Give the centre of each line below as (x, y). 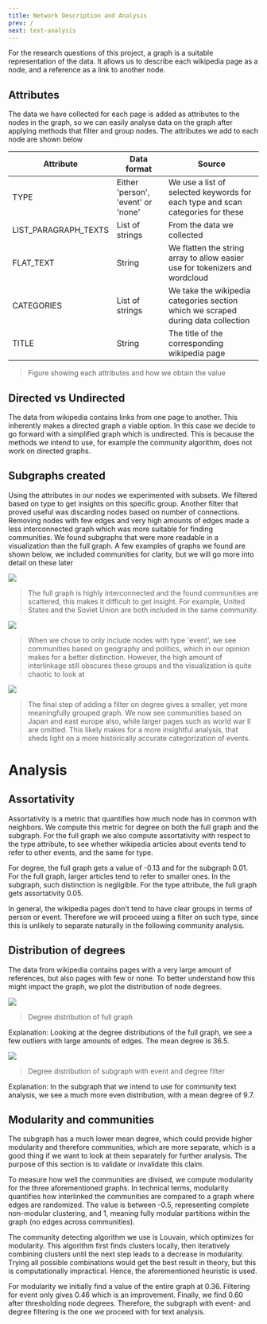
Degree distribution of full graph (80, 1017)
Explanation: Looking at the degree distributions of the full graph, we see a (130, 1032)
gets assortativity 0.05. (46, 893)
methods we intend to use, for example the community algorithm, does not (130, 443)
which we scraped (202, 311)
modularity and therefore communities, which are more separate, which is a (132, 1147)
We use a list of (197, 182)
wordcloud (188, 278)
